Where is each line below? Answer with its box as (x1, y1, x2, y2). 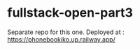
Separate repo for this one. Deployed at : (7, 28, 125, 36)
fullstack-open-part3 (7, 5, 133, 21)
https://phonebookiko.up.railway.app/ (7, 35, 115, 43)
